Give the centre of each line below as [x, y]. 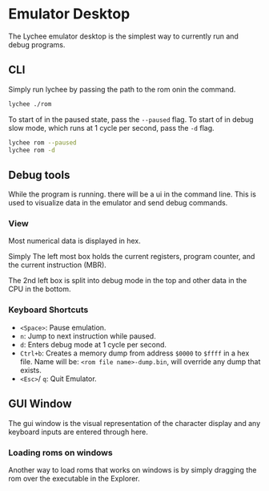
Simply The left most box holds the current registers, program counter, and [132, 257]
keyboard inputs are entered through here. [78, 432]
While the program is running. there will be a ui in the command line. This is [132, 194]
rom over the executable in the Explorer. [74, 478]
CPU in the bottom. [40, 289]
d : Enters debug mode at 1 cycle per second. [93, 344]
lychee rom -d [32, 150]
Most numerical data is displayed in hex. [75, 241]
